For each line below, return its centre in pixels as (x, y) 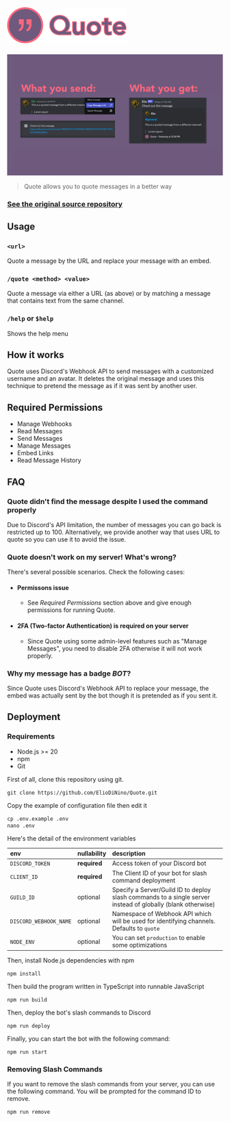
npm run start (27, 1052)
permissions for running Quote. (71, 610)
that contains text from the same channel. (66, 301)
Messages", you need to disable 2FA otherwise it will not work (115, 648)
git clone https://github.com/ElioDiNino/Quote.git (82, 793)
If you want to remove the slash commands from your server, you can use (111, 1084)
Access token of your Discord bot (159, 863)
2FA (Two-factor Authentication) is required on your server (103, 626)
